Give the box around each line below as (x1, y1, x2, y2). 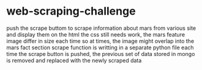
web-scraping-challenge (6, 4, 136, 18)
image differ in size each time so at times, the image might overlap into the (6, 37, 195, 44)
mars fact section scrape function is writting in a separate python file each (6, 44, 194, 51)
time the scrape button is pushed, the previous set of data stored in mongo (6, 50, 195, 57)
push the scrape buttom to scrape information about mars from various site (6, 24, 196, 32)
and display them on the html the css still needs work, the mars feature (6, 30, 185, 38)
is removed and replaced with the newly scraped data (6, 57, 142, 64)
